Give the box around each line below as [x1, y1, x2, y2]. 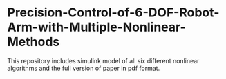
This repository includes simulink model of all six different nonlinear [7, 56, 200, 65]
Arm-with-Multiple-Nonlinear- [7, 19, 187, 35]
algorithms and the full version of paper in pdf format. [7, 64, 160, 72]
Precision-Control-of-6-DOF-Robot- [7, 5, 220, 21]
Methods [7, 34, 60, 49]
